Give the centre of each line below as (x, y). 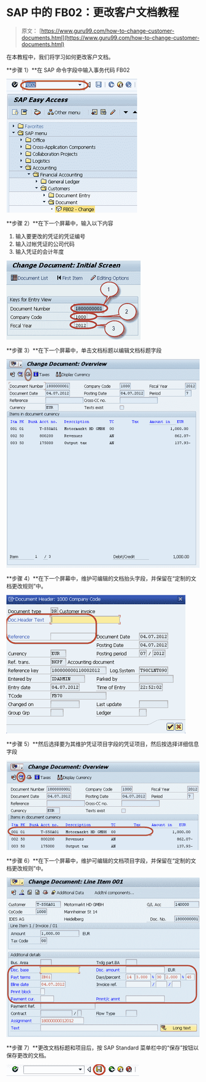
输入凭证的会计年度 (40, 251)
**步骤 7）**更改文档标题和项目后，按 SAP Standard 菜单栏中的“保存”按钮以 (103, 1048)
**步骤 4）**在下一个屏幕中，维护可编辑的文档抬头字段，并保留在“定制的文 (101, 578)
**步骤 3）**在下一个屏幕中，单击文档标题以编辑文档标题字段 (84, 350)
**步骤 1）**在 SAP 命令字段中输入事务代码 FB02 (68, 70)
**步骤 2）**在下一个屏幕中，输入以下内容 (60, 223)
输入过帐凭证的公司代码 (45, 244)
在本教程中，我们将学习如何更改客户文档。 (60, 57)
